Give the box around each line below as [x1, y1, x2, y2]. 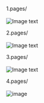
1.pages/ [6, 5, 27, 12]
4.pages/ [6, 77, 29, 85]
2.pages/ [6, 29, 29, 36]
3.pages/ [6, 54, 29, 60]
